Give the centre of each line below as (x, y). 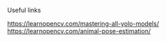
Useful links (24, 10)
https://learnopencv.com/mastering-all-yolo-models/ (83, 23)
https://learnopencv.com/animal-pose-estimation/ (79, 31)
